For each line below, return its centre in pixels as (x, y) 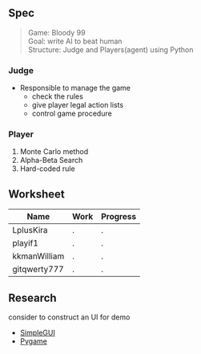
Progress (119, 217)
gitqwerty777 (38, 270)
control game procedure (72, 114)
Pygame (34, 341)
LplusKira (30, 230)
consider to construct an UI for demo (69, 317)
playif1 (25, 243)
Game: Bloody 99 (56, 32)
